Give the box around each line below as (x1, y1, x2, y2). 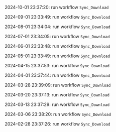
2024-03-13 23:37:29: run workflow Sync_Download (5, 101, 110, 107)
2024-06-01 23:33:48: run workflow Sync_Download (5, 43, 110, 49)
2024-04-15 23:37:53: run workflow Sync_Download (5, 63, 110, 68)
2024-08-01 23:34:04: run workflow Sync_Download (5, 24, 111, 30)
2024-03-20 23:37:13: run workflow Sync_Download (5, 92, 110, 97)
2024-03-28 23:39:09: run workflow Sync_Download (5, 82, 111, 88)
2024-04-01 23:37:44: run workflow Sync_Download (5, 72, 110, 78)
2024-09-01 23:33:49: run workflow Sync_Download (5, 14, 110, 20)
